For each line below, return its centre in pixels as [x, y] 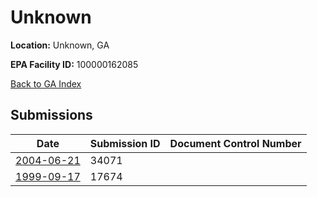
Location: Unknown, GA [60, 45]
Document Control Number [235, 143]
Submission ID [125, 143]
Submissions [51, 115]
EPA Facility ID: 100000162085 [74, 64]
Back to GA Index [46, 83]
